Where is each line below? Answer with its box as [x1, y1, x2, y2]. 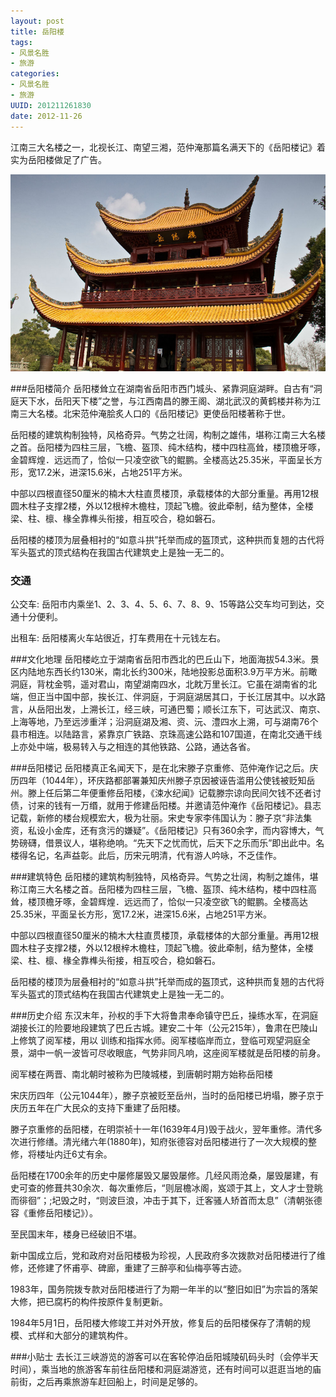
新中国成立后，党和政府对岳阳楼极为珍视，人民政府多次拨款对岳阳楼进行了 [10, 1250, 317, 1262]
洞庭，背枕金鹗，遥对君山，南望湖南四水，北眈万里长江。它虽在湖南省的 [10, 678, 308, 690]
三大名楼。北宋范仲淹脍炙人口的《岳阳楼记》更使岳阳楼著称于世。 [18, 408, 291, 420]
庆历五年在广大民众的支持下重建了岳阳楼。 [10, 1102, 186, 1114]
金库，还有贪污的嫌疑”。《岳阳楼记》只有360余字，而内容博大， [53, 825, 316, 837]
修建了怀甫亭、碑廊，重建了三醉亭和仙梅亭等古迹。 [36, 1262, 247, 1274]
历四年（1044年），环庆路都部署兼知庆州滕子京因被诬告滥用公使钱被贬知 [10, 775, 307, 787]
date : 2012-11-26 [10, 111, 83, 121]
